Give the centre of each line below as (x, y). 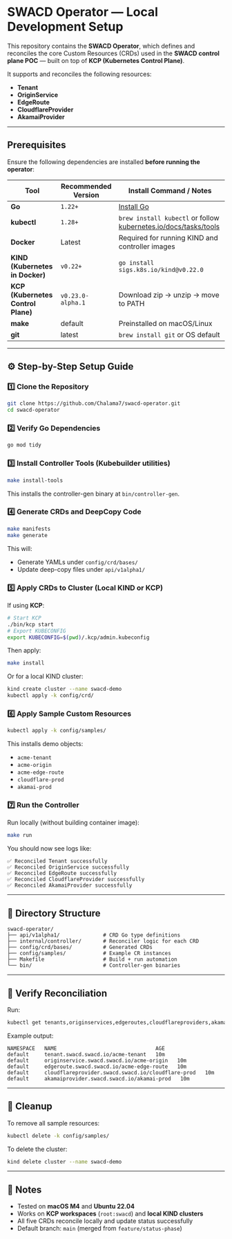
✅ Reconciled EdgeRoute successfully (62, 874)
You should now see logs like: (49, 849)
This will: (20, 548)
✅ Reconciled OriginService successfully (68, 867)
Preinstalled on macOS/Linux (165, 323)
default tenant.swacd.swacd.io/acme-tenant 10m (86, 1054)
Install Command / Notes (170, 190)
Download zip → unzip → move (169, 295)
